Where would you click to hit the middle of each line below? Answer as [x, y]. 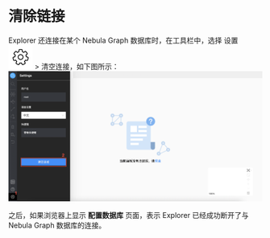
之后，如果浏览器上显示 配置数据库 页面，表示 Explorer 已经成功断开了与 [129, 215]
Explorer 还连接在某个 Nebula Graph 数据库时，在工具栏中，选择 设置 [123, 40]
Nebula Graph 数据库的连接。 [57, 225]
